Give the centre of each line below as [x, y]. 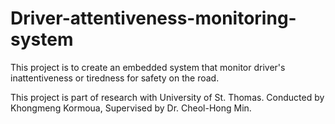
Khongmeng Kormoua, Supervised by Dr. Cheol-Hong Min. [131, 108]
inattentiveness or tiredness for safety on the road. [115, 78]
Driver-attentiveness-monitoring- [153, 18]
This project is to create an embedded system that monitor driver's [148, 67]
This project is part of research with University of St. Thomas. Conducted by [167, 97]
